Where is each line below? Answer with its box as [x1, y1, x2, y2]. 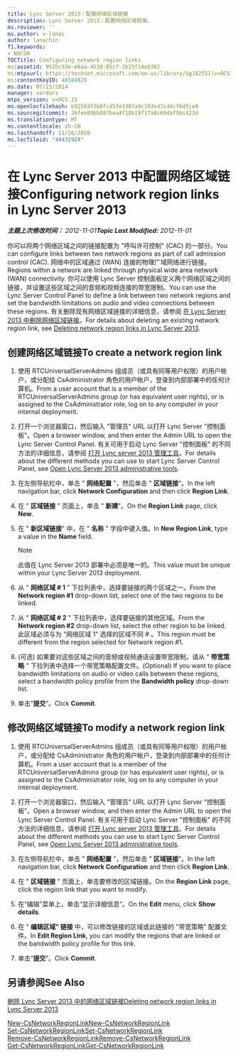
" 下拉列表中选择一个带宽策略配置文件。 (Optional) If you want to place [26, 661, 232, 670]
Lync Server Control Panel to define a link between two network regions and [7, 291, 231, 300]
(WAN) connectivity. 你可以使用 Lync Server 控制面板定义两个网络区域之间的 [7, 274, 231, 283]
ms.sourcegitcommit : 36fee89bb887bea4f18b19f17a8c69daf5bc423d [7, 109, 199, 116]
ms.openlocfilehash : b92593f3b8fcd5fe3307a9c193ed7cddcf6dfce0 [7, 103, 199, 110]
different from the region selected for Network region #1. [17, 638, 184, 646]
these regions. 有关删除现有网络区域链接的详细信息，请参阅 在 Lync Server [7, 307, 227, 316]
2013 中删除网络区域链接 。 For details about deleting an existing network [7, 316, 220, 325]
